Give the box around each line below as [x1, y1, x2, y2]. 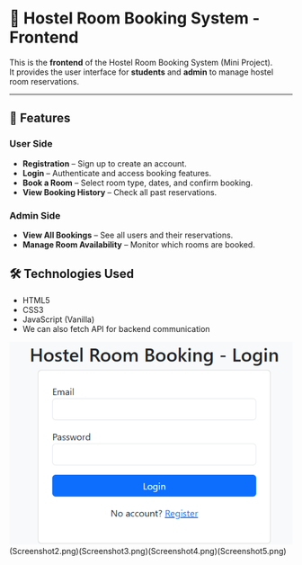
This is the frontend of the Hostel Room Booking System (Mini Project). [9, 57, 273, 67]
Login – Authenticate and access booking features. [22, 167, 212, 178]
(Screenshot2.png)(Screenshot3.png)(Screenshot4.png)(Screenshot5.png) [9, 546, 287, 557]
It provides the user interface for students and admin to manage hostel [9, 67, 274, 77]
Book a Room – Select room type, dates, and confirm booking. [22, 177, 253, 188]
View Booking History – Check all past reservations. [22, 186, 218, 197]
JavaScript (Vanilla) [22, 314, 95, 325]
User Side [9, 138, 53, 150]
